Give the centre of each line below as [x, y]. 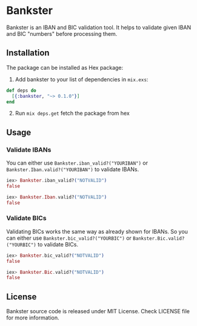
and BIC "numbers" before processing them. [62, 33]
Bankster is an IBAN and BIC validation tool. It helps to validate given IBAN [99, 27]
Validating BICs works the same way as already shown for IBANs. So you [97, 231]
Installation [28, 53]
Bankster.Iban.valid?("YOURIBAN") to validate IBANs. [73, 169]
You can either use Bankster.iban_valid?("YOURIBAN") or [77, 163]
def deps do [21, 90]
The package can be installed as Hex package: [65, 67]
